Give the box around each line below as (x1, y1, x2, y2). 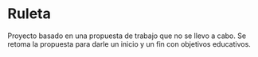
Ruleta (7, 5, 51, 23)
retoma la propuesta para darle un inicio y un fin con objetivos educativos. (7, 39, 252, 48)
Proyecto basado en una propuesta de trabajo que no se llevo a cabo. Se (7, 31, 247, 40)
